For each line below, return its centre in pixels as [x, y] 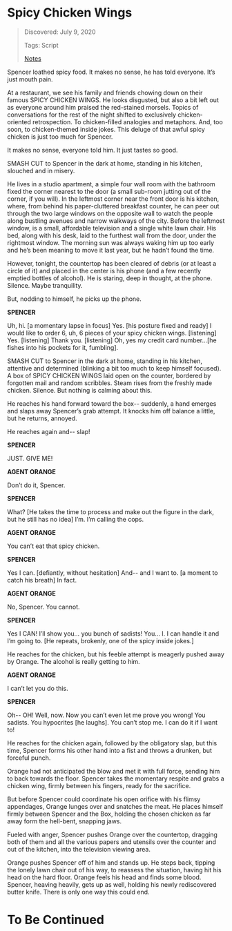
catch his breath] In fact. [42, 580]
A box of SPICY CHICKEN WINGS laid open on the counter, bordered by [109, 375]
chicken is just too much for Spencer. [60, 137]
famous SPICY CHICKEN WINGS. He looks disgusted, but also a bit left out [113, 100]
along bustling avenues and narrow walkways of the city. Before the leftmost [116, 220]
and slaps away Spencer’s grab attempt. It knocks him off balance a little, [111, 411]
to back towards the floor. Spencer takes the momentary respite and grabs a [116, 778]
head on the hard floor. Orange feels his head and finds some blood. [104, 877]
